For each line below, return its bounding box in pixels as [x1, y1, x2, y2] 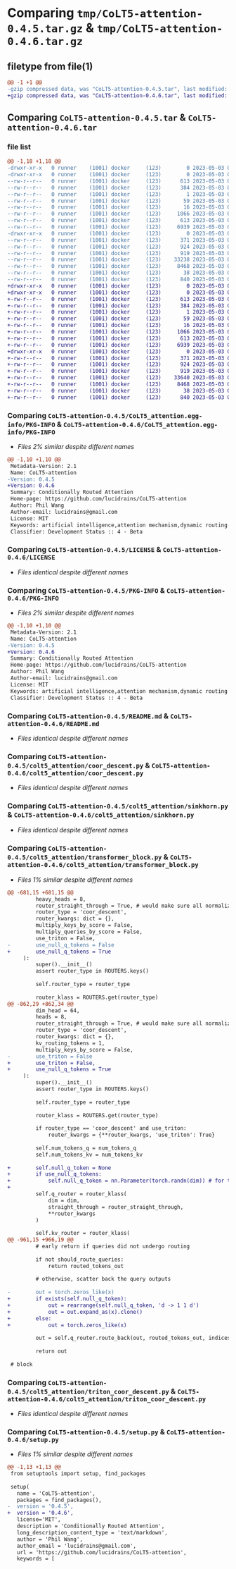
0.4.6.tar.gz [7, 35, 83, 49]
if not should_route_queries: [35, 1256, 124, 1263]
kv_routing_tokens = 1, [35, 1040, 105, 1047]
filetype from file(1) [7, 60, 93, 72]
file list [7, 142, 32, 152]
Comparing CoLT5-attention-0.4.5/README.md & [7, 710, 169, 720]
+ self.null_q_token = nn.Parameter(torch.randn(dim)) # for [7, 1177, 225, 1185]
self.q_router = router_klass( [35, 1190, 128, 1198]
